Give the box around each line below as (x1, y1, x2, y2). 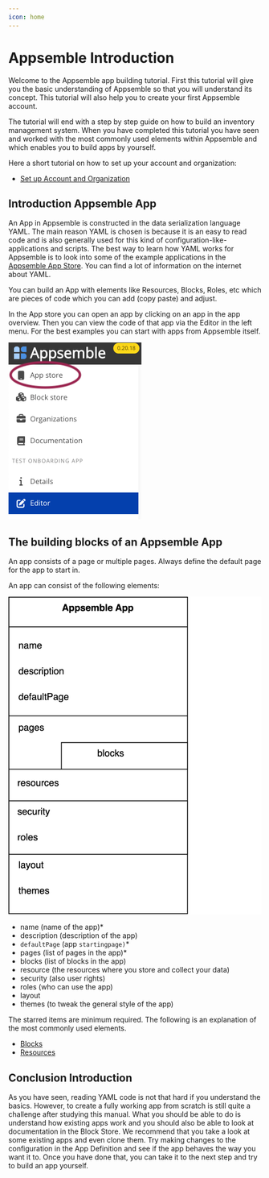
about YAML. (8, 270, 51, 280)
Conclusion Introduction (8, 1071, 132, 1085)
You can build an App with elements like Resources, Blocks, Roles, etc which (8, 285, 262, 295)
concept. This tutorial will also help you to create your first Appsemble (8, 93, 241, 102)
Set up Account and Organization (19, 173, 131, 183)
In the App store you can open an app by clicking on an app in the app (8, 309, 241, 319)
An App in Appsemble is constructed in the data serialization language (8, 218, 241, 228)
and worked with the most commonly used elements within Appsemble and (8, 134, 258, 143)
